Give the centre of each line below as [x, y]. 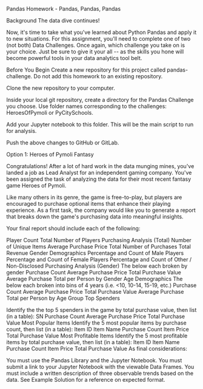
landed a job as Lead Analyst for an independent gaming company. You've [99, 173]
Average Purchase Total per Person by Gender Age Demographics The [95, 279]
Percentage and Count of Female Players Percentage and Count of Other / [99, 259]
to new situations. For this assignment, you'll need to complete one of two [98, 39]
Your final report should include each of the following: [73, 228]
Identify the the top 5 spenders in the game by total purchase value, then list [101, 310]
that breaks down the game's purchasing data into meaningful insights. [95, 217]
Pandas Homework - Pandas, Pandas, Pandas [64, 9]
